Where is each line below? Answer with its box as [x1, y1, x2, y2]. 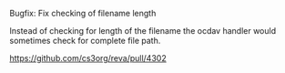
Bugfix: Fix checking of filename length [9, 8, 157, 18]
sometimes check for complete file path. [9, 36, 161, 46]
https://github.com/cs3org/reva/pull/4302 [9, 53, 167, 63]
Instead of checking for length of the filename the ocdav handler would [9, 26, 276, 36]
